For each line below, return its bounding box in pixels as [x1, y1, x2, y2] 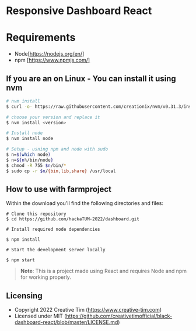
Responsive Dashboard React [6, 4, 152, 18]
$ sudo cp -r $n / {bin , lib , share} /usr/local [6, 168, 116, 174]
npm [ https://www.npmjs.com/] [14, 57, 90, 64]
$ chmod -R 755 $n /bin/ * [6, 162, 66, 168]
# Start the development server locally [6, 247, 106, 253]
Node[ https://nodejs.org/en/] [14, 50, 85, 57]
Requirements [6, 31, 76, 45]
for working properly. [20, 274, 72, 281]
